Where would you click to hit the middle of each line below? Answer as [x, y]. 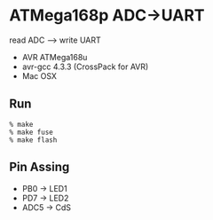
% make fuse [31, 132]
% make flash [33, 140]
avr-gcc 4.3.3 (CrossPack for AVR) [85, 67]
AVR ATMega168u [55, 57]
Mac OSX [39, 75]
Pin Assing [39, 167]
